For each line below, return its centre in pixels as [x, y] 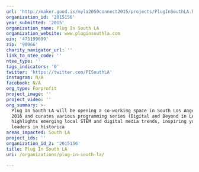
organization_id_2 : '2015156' [44, 143]
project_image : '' [29, 94]
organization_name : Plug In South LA [53, 28]
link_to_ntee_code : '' [34, 56]
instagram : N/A [25, 77]
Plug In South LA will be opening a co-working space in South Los [97, 111]
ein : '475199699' [28, 39]
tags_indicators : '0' [33, 66]
